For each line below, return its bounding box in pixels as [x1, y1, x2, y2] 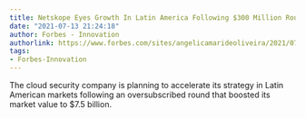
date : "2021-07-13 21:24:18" [9, 22, 120, 31]
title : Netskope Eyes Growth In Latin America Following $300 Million [9, 13, 282, 23]
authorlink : [9, 38, 54, 48]
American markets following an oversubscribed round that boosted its [9, 89, 271, 100]
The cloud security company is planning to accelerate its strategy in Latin [9, 80, 284, 90]
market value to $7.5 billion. [9, 99, 112, 109]
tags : [9, 47, 30, 56]
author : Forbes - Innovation [9, 30, 120, 39]
